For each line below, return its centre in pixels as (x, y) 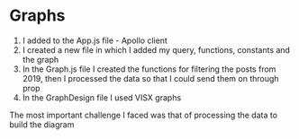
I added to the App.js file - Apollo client (95, 40)
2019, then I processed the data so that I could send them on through (150, 78)
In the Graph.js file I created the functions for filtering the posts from (149, 69)
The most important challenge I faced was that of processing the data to (143, 115)
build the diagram (42, 124)
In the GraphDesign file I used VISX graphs (102, 97)
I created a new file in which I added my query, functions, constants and (156, 49)
